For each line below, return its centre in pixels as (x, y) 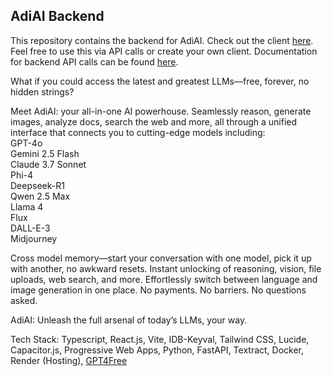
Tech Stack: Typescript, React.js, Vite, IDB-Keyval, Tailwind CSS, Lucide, (160, 339)
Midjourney (34, 238)
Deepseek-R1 (37, 185)
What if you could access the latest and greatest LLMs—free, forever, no (160, 81)
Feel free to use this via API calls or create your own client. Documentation (164, 51)
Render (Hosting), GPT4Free (69, 360)
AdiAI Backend (57, 16)
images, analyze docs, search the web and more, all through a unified (154, 121)
